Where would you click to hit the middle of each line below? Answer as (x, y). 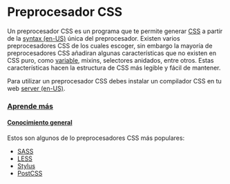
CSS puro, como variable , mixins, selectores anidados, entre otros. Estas (111, 60)
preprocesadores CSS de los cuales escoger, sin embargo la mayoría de (110, 45)
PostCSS (30, 174)
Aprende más (30, 106)
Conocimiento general (40, 123)
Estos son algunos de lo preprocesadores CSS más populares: (96, 138)
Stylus (26, 166)
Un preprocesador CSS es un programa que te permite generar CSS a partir (115, 31)
